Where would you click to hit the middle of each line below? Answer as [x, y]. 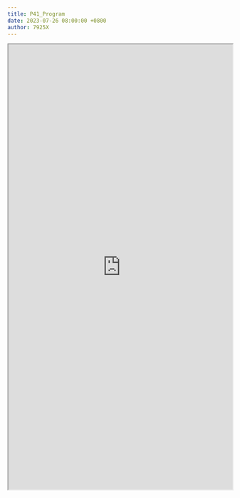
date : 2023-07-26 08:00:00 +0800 [57, 21]
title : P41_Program [36, 14]
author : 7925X [28, 27]
